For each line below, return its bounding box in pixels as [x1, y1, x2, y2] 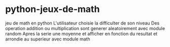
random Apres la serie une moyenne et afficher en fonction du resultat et [5, 30, 158, 36]
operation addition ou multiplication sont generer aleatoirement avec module [5, 25, 165, 31]
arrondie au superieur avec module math [5, 36, 90, 42]
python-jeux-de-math [5, 3, 100, 15]
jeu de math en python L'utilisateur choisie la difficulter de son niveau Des [5, 20, 160, 26]
